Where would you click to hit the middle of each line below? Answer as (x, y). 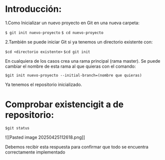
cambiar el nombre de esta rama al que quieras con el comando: (71, 66)
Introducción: (33, 9)
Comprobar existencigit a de (65, 104)
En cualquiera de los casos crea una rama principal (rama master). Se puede (83, 61)
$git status (17, 128)
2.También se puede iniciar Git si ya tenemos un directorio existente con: (79, 42)
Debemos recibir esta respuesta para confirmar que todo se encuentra (77, 147)
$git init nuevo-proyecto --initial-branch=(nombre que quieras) (73, 75)
